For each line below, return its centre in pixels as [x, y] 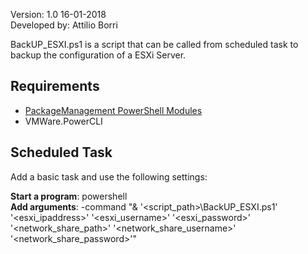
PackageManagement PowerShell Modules [113, 110]
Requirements [55, 86]
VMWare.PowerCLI [63, 121]
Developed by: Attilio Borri [64, 25]
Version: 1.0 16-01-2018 [58, 14]
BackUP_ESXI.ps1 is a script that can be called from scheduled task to [154, 44]
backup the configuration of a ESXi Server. [98, 55]
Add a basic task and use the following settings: [109, 176]
